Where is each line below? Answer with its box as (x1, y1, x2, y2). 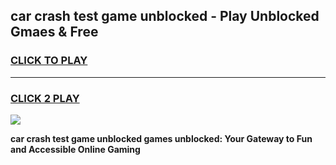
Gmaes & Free (10, 24, 99, 41)
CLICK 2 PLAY (10, 91, 80, 105)
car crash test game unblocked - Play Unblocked (10, 8, 320, 25)
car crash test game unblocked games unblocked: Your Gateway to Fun (10, 132, 313, 144)
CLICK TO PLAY (10, 54, 88, 68)
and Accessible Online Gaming (10, 143, 141, 155)
